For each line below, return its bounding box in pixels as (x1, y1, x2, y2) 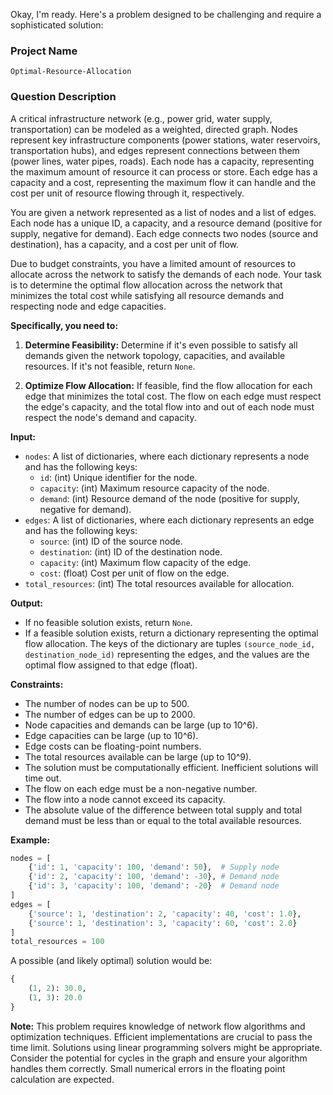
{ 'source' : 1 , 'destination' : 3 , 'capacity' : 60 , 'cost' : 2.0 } (28, 918, 298, 928)
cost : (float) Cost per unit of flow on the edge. (39, 567, 230, 579)
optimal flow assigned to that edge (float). (24, 659, 198, 671)
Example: (10, 834, 51, 846)
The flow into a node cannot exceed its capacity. (24, 793, 226, 805)
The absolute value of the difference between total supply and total (24, 804, 303, 816)
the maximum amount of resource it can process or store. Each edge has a (10, 165, 318, 178)
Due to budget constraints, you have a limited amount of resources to (10, 257, 297, 269)
